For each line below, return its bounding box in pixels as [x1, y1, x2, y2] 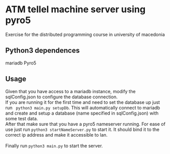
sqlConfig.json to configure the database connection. [5, 94, 118, 100]
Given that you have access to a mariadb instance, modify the [5, 88, 136, 94]
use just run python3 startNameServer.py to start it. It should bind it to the [5, 126, 160, 133]
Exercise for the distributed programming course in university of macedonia [5, 31, 165, 37]
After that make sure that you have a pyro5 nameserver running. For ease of [5, 121, 165, 127]
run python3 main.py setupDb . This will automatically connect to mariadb [5, 104, 160, 111]
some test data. [5, 115, 38, 121]
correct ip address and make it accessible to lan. [5, 131, 108, 138]
